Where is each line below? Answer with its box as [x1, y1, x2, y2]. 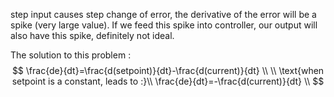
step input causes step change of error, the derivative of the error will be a [10, 9, 317, 20]
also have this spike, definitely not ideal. [10, 30, 175, 41]
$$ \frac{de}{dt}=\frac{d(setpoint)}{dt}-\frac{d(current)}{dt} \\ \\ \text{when [11, 65, 325, 76]
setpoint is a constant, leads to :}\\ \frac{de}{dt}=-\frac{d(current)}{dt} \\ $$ [11, 75, 325, 87]
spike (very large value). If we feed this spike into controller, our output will [10, 19, 318, 31]
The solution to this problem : [10, 49, 132, 61]
